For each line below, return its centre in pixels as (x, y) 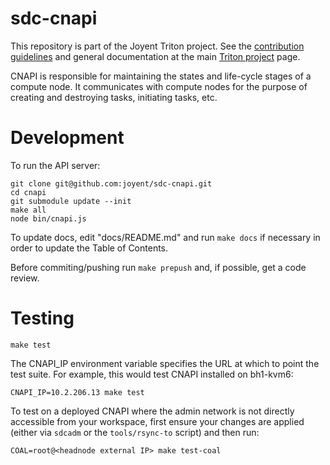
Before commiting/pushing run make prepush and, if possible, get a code (158, 267)
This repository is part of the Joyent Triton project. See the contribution (157, 46)
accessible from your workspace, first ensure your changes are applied (157, 421)
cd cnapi (28, 192)
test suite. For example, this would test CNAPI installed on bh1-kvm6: (152, 374)
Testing (42, 318)
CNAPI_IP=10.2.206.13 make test (77, 392)
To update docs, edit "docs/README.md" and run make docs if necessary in (165, 237)
